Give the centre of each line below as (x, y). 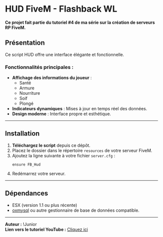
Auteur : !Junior (21, 224)
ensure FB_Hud (26, 164)
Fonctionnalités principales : (39, 67)
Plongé (26, 103)
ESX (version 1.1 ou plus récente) (45, 205)
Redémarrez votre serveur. (39, 173)
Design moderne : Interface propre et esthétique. (62, 114)
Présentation (25, 43)
